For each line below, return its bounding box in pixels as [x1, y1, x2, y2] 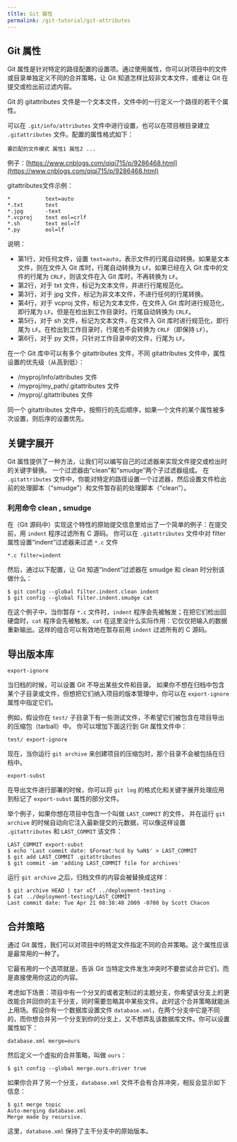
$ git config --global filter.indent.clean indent [7, 588, 159, 595]
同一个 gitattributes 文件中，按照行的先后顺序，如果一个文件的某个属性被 [7, 405, 219, 414]
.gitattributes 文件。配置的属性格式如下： [7, 130, 134, 138]
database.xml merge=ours [7, 1037, 80, 1045]
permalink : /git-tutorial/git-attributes [7, 17, 131, 24]
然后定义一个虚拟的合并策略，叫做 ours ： [7, 1051, 127, 1059]
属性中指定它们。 [7, 698, 57, 707]
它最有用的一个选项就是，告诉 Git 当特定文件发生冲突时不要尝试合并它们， [7, 965, 224, 973]
